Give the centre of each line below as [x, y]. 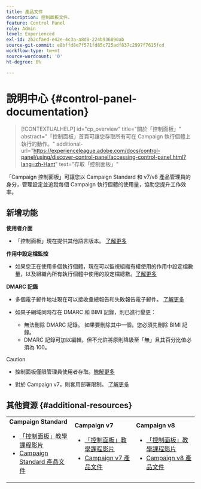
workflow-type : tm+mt [33, 51]
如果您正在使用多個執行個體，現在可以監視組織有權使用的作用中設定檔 [101, 267]
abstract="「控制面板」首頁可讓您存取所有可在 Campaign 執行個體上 [106, 137]
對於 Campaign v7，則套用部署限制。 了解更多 [72, 385]
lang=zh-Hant [38, 164]
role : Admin [21, 28]
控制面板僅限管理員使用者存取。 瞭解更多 [65, 372]
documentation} [48, 112]
